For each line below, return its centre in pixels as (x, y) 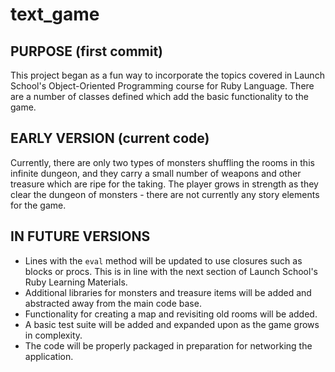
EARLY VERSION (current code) (110, 138)
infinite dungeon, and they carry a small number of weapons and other (156, 173)
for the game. (38, 205)
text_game (55, 14)
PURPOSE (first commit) (87, 51)
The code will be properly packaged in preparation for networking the (168, 345)
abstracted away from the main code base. (113, 303)
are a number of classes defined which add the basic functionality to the (159, 96)
